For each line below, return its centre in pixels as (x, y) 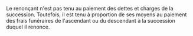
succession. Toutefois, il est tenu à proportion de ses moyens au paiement (97, 15)
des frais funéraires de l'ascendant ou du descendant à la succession (91, 21)
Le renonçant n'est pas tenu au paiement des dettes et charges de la (90, 8)
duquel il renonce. (28, 27)
